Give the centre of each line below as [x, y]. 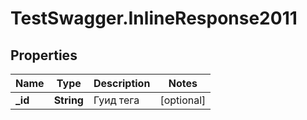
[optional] [183, 100]
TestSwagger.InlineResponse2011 [154, 18]
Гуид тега [116, 100]
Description [122, 83]
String [68, 100]
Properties [44, 55]
